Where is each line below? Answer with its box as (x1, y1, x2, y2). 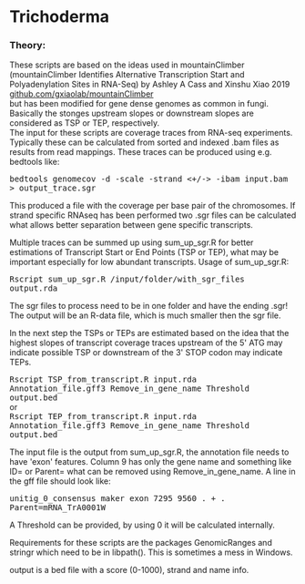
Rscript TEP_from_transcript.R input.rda (9, 412, 198, 422)
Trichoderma (9, 6, 110, 27)
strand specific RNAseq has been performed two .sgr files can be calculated (9, 210, 297, 220)
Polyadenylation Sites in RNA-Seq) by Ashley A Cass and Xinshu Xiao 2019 (9, 79, 290, 90)
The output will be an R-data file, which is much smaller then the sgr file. (9, 310, 281, 321)
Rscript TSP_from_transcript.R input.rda (9, 374, 198, 384)
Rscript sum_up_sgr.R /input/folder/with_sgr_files (9, 274, 246, 284)
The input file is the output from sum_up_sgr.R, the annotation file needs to (9, 446, 290, 457)
